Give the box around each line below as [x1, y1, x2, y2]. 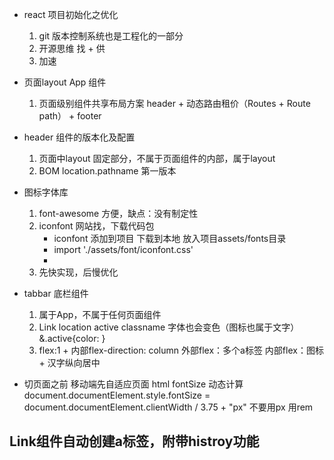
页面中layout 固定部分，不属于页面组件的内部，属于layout [38, 153, 276, 164]
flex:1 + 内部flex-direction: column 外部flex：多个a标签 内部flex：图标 [38, 344, 324, 356]
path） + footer [38, 110, 102, 122]
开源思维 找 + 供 [38, 43, 106, 54]
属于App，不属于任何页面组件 [38, 309, 162, 320]
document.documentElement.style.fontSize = [23, 389, 211, 401]
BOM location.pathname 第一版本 [38, 165, 177, 177]
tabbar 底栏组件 [23, 288, 89, 299]
